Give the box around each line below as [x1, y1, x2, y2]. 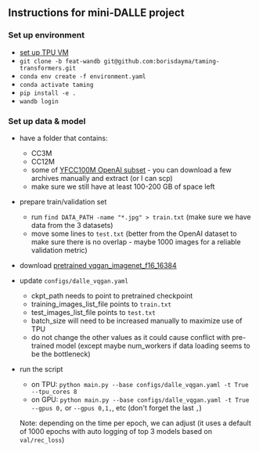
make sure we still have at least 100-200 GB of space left [31, 182, 215, 191]
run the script [19, 364, 63, 374]
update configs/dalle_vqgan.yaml [19, 276, 129, 285]
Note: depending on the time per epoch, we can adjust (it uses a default [19, 418, 252, 428]
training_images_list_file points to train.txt [31, 299, 172, 309]
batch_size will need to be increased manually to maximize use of [31, 316, 243, 325]
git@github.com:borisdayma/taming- [103, 57, 220, 65]
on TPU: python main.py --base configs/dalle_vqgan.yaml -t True [31, 379, 249, 389]
